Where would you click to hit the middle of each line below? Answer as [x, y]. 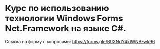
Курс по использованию [57, 8]
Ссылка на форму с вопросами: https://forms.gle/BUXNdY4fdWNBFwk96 [80, 41]
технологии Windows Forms [64, 18]
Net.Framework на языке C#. [65, 29]
